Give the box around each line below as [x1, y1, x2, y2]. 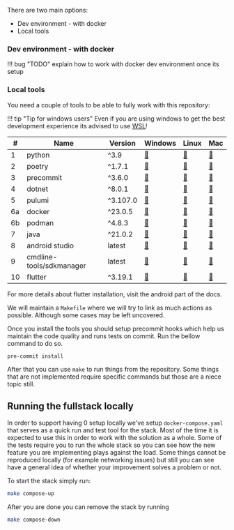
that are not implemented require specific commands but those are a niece [7, 372, 221, 381]
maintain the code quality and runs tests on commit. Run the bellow [7, 331, 201, 340]
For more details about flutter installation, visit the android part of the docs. [7, 289, 223, 298]
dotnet [26, 184, 49, 194]
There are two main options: [7, 6, 88, 14]
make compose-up [7, 490, 54, 497]
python [26, 150, 50, 160]
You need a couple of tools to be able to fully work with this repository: [7, 100, 210, 109]
